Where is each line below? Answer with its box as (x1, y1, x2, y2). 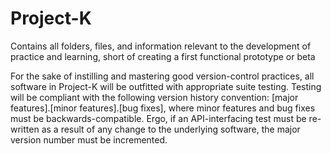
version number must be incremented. (10, 133, 168, 146)
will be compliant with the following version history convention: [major (10, 91, 299, 103)
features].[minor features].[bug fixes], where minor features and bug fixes (10, 102, 316, 114)
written (10, 123, 40, 135)
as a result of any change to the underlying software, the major (41, 123, 301, 135)
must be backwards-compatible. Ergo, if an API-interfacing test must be (10, 112, 307, 124)
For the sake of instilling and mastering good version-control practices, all (10, 70, 315, 82)
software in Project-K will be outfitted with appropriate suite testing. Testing (10, 80, 322, 92)
